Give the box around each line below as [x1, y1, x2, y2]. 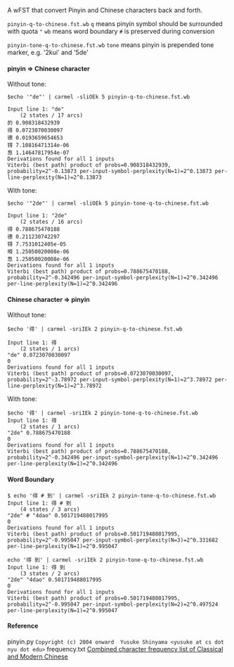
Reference [7, 622, 39, 630]
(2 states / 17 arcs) [20, 112, 83, 119]
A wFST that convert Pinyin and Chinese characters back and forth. [7, 6, 202, 14]
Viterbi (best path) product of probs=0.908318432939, [7, 162, 171, 169]
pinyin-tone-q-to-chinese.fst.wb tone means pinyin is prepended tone [7, 41, 214, 49]
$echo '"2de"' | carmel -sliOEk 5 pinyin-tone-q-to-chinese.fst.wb [7, 200, 209, 207]
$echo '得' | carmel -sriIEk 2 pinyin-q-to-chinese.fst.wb [7, 326, 183, 333]
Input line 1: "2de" [7, 212, 68, 220]
